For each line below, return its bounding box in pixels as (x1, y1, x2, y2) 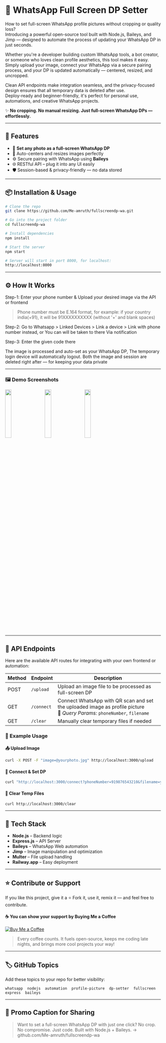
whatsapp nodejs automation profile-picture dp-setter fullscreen (5, 986, 156, 991)
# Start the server (5, 245, 45, 250)
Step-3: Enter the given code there (5, 339, 76, 345)
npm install (5, 235, 30, 241)
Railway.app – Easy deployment (12, 859, 78, 865)
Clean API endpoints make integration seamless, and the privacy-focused (5, 82, 155, 88)
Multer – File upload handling (12, 854, 73, 860)
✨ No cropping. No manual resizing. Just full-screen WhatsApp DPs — (5, 107, 153, 113)
